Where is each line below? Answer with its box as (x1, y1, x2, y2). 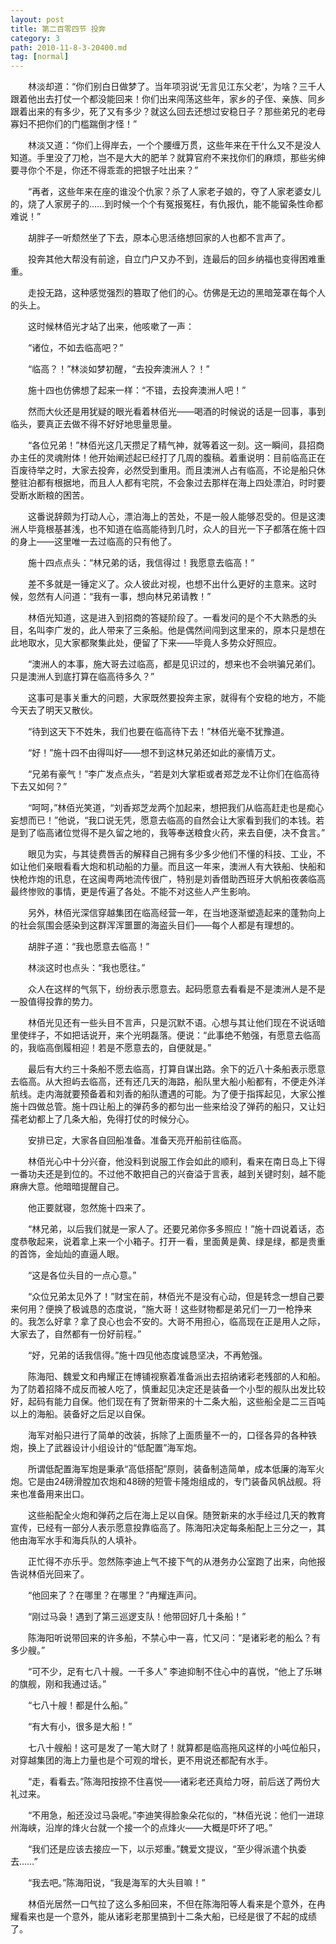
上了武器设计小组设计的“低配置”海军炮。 (36, 1442, 203, 1454)
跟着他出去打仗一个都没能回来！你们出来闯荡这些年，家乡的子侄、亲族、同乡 (10, 93, 326, 105)
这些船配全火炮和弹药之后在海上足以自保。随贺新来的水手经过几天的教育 (27, 1509, 326, 1521)
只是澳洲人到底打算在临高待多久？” (10, 671, 155, 683)
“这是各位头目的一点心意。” (27, 1269, 137, 1281)
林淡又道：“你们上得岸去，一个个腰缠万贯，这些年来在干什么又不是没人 (27, 139, 322, 151)
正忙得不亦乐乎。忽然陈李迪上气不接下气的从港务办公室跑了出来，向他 (27, 1556, 317, 1568)
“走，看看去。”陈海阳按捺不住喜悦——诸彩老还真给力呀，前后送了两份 (27, 1776, 312, 1788)
